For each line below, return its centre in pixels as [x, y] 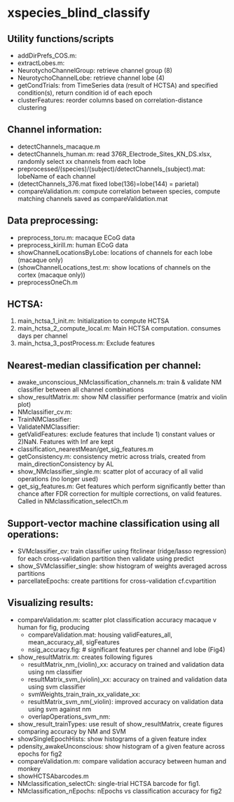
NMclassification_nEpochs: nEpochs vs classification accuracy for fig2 [119, 791]
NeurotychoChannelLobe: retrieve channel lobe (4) [91, 78]
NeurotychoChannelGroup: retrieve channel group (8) [95, 70]
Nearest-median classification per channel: [104, 365]
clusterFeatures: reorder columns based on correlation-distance [110, 100]
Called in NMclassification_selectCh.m [73, 502]
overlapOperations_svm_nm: [69, 717]
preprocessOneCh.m [48, 282]
